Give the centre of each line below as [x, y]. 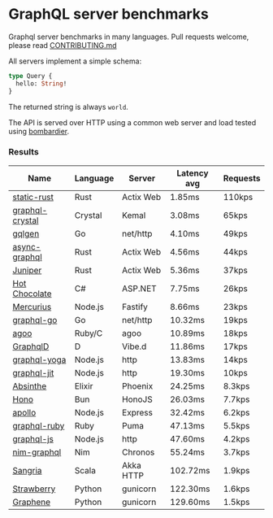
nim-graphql [37, 452]
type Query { [30, 76]
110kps [238, 197]
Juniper [27, 270]
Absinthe [30, 385]
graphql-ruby [39, 425]
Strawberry [34, 489]
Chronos [138, 452]
